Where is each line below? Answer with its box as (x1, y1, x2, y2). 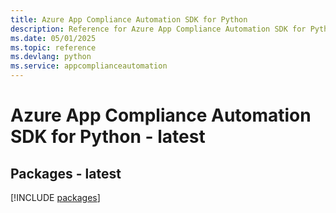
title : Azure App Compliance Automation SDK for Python (10, 14, 248, 25)
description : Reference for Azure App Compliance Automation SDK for (10, 24, 307, 34)
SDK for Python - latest (10, 126, 206, 148)
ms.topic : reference (10, 42, 97, 53)
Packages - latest (10, 165, 122, 182)
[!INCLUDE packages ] (10, 192, 101, 203)
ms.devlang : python (10, 52, 92, 62)
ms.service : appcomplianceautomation (10, 61, 168, 71)
